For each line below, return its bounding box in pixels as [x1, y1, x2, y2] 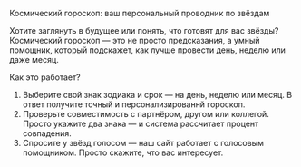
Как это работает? [9, 72, 81, 83]
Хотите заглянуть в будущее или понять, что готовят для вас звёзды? [9, 25, 279, 35]
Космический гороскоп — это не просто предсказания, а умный [9, 35, 260, 45]
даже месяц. [9, 54, 59, 64]
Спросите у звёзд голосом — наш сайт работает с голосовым [22, 138, 265, 148]
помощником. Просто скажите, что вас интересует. [22, 147, 224, 158]
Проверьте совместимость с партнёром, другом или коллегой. [22, 109, 269, 119]
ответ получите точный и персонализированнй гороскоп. [22, 99, 246, 110]
